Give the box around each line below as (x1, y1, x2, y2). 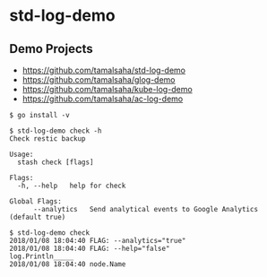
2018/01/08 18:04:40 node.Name (9, 260, 126, 269)
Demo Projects (9, 41, 94, 56)
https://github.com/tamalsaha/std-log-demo (22, 65, 186, 75)
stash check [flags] (17, 158, 94, 167)
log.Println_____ (9, 252, 74, 261)
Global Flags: (9, 197, 63, 206)
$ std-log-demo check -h (9, 126, 102, 135)
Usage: (9, 150, 34, 159)
